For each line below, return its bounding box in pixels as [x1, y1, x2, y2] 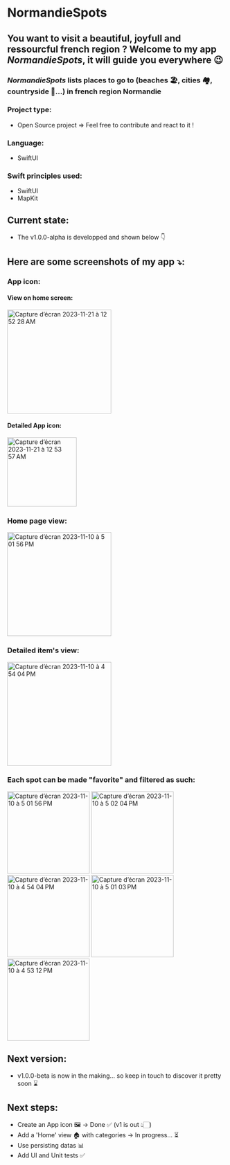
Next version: [7, 1053, 67, 1065]
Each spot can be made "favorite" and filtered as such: [7, 775, 195, 785]
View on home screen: [7, 294, 73, 302]
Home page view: [7, 516, 67, 526]
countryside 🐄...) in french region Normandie [7, 87, 161, 96]
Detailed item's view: [7, 646, 80, 655]
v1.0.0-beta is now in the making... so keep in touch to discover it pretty [17, 1071, 222, 1080]
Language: [7, 138, 44, 148]
